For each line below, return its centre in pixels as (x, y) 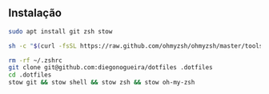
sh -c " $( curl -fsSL (43, 46)
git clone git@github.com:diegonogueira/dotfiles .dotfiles (111, 68)
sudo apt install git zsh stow (60, 31)
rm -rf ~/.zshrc (35, 60)
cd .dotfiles (30, 75)
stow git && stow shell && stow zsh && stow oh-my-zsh (102, 83)
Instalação (35, 13)
